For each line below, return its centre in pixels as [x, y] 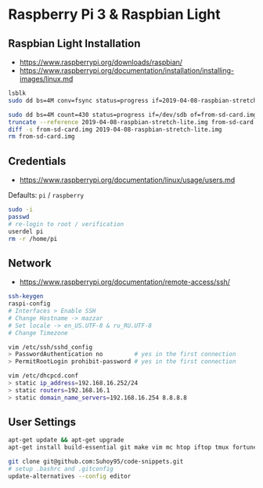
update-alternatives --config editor [70, 476]
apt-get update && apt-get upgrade [66, 440]
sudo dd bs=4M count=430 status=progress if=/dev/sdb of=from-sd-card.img [133, 115]
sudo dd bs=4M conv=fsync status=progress [78, 100]
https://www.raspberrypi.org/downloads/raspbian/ [101, 62]
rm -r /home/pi [33, 239]
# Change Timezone [38, 333]
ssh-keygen [26, 297]
